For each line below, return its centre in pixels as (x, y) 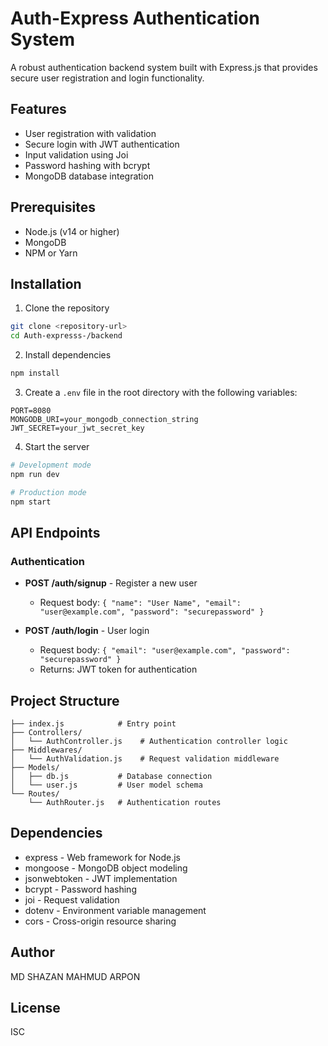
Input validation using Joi (76, 154)
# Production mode (48, 492)
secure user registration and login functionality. (107, 78)
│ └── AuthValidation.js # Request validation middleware (145, 759)
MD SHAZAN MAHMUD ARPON (75, 976)
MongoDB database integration (89, 176)
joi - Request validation (72, 899)
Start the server (57, 446)
